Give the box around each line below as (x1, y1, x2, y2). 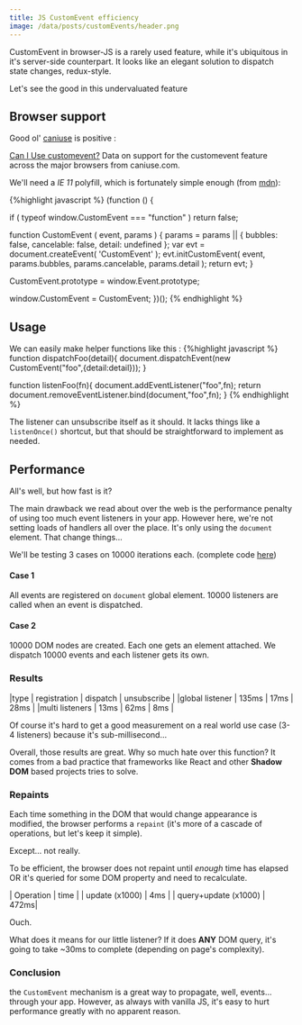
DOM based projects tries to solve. (9, 766, 139, 776)
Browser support (9, 109, 106, 124)
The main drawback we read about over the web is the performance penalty (9, 503, 293, 513)
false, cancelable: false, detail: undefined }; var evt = (9, 240, 206, 250)
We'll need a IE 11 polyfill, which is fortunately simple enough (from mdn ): (9, 177, 281, 188)
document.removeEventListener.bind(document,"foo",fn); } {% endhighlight (9, 389, 289, 401)
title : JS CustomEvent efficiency (9, 13, 140, 23)
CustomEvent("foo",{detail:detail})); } (9, 362, 147, 374)
